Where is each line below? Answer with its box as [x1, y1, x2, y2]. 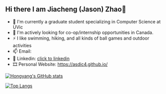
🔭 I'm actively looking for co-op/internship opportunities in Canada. [12, 29, 154, 36]
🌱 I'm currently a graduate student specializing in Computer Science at [12, 18, 161, 24]
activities [12, 42, 32, 48]
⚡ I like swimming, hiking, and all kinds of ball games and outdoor [12, 35, 150, 41]
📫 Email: [12, 48, 32, 54]
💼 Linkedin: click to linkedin [12, 55, 70, 61]
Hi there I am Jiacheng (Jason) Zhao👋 [5, 5, 126, 14]
